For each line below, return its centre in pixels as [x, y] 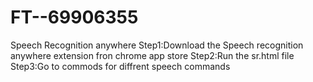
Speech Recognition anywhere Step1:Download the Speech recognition [157, 45]
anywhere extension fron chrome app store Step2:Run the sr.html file [152, 55]
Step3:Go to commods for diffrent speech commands [120, 66]
